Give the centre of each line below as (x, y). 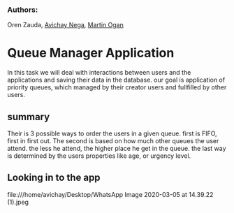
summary (29, 117)
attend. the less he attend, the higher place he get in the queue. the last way (117, 149)
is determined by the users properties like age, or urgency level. (99, 156)
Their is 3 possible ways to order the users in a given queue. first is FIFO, (112, 133)
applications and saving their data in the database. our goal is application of (116, 80)
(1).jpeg (18, 202)
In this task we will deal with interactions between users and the (99, 73)
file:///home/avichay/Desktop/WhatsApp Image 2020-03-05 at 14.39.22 (110, 194)
